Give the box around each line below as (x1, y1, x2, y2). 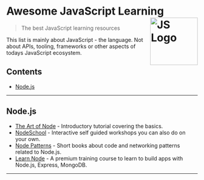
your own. (15, 135, 41, 142)
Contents (6, 67, 42, 77)
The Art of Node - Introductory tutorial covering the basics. (15, 122, 163, 130)
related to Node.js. (15, 148, 62, 156)
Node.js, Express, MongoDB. (15, 161, 87, 168)
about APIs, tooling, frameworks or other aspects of (6, 43, 136, 50)
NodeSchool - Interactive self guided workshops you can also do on (15, 129, 186, 136)
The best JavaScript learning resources (21, 24, 120, 32)
